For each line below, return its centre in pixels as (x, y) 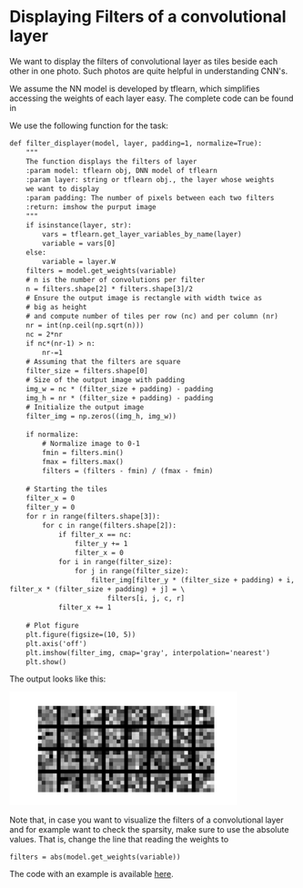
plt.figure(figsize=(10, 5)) (81, 634)
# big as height (57, 307)
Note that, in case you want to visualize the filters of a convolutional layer (146, 820)
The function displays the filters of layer (111, 161)
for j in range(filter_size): (131, 570)
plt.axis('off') (57, 643)
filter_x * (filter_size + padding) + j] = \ (97, 589)
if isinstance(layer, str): (79, 225)
